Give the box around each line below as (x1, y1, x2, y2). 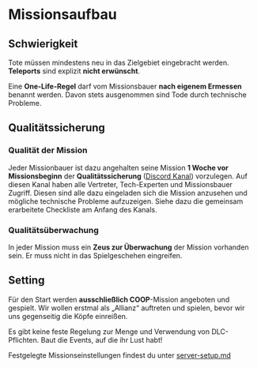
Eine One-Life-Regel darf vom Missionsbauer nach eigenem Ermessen (8, 81, 243, 91)
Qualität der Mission (8, 145, 88, 156)
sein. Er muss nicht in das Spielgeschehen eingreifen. (8, 250, 183, 260)
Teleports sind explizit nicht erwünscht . (8, 66, 141, 76)
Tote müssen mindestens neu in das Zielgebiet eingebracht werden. (8, 58, 229, 67)
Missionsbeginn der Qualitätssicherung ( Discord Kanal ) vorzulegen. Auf (8, 171, 248, 181)
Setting (8, 274, 45, 287)
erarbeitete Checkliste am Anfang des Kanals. (8, 205, 158, 214)
